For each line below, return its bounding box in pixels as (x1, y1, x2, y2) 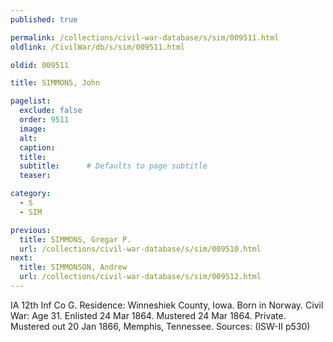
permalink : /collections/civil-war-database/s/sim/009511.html (10, 32, 280, 43)
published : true (10, 14, 78, 25)
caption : (19, 142, 56, 153)
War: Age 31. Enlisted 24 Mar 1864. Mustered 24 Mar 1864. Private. (10, 309, 287, 321)
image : (19, 124, 47, 134)
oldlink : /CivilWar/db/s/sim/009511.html (10, 42, 186, 52)
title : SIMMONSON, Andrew (19, 262, 128, 273)
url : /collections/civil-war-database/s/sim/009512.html (19, 272, 262, 282)
